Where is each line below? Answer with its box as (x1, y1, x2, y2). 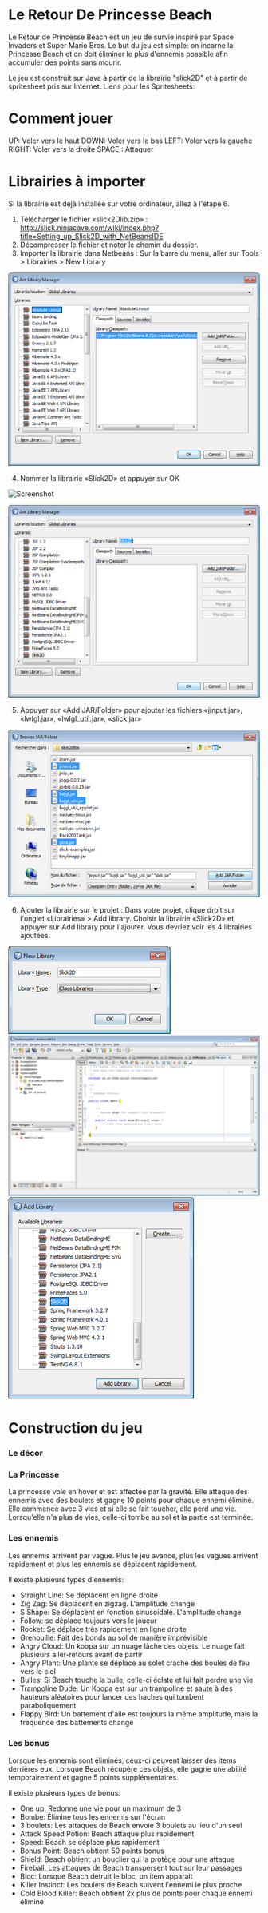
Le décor (8, 1448, 44, 1459)
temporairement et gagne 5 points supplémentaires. (8, 1772, 179, 1783)
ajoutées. (19, 931, 50, 941)
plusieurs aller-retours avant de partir (19, 1649, 143, 1659)
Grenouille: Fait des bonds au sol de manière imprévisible (19, 1633, 208, 1642)
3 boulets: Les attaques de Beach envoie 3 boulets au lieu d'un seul (19, 1820, 242, 1831)
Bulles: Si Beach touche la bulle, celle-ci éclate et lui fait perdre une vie (19, 1675, 254, 1684)
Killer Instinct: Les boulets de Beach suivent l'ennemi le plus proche (19, 1880, 242, 1890)
